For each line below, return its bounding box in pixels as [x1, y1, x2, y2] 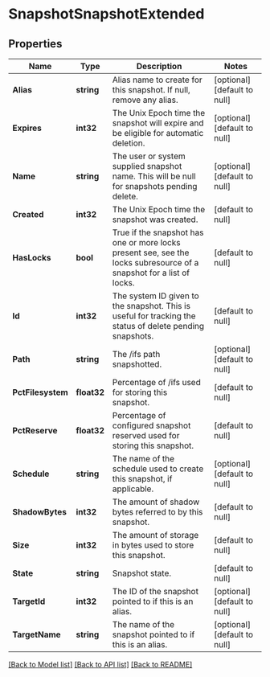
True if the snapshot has [112, 227, 204, 238]
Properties [8, 37, 63, 51]
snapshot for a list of [112, 267, 190, 278]
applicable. [112, 483, 154, 494]
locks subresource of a [112, 257, 199, 268]
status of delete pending [112, 321, 205, 331]
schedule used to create [112, 463, 204, 474]
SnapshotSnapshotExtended [8, 5, 205, 23]
